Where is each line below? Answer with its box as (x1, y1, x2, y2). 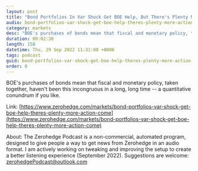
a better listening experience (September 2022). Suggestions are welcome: (6, 152, 189, 159)
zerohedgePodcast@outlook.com (6, 158, 88, 165)
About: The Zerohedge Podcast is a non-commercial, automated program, (6, 133, 186, 140)
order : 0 (6, 63, 28, 69)
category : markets (6, 25, 51, 31)
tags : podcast (6, 52, 41, 58)
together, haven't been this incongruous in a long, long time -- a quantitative (6, 86, 192, 93)
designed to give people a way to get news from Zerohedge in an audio (6, 139, 180, 147)
